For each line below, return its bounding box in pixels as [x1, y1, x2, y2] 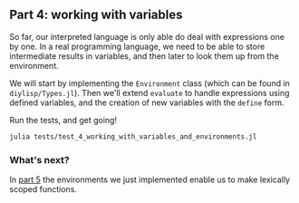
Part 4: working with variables [9, 7, 183, 23]
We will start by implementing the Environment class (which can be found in [9, 77, 290, 89]
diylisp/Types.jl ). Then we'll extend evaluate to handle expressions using [9, 87, 290, 98]
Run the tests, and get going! [9, 114, 118, 125]
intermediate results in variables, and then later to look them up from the [9, 50, 279, 62]
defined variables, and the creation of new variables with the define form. [9, 97, 285, 108]
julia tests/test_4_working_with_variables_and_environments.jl [9, 131, 257, 141]
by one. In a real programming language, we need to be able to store [9, 41, 265, 52]
